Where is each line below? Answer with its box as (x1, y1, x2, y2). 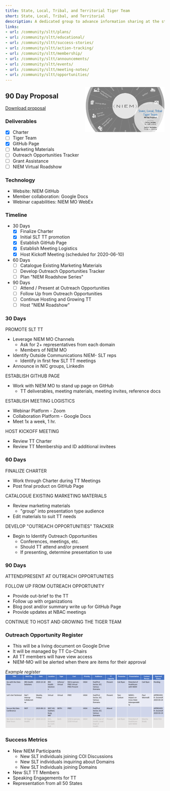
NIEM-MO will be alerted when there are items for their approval (12, 659, 147, 665)
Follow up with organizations (12, 598, 72, 604)
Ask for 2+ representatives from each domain (20, 342, 115, 348)
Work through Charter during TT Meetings (12, 478, 101, 484)
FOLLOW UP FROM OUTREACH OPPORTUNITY (5, 583, 105, 589)
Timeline (5, 211, 27, 218)
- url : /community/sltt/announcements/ (5, 56, 90, 61)
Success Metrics (5, 736, 48, 743)
